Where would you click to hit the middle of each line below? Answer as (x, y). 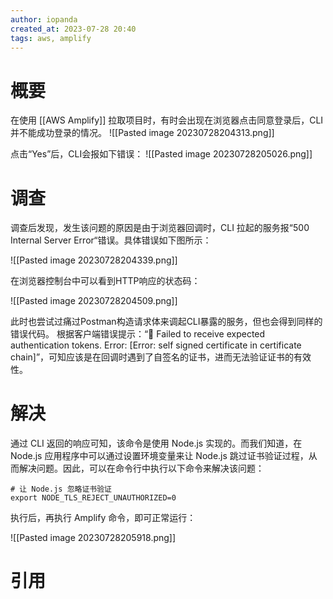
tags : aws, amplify (51, 38)
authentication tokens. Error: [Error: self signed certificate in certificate (156, 345)
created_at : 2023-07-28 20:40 (73, 29)
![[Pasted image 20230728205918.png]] (93, 538)
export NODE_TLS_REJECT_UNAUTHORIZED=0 (93, 498)
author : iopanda (44, 19)
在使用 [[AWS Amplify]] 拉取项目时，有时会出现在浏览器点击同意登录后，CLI (167, 120)
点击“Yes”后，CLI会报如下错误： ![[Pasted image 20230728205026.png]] (161, 154)
